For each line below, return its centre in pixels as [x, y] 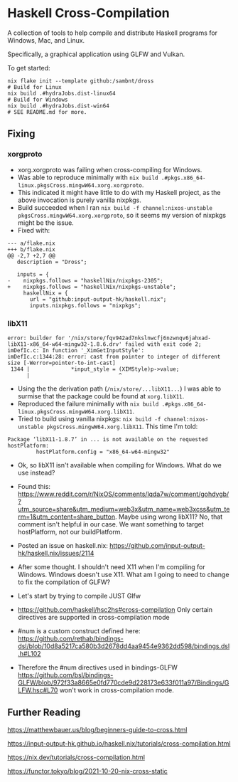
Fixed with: [34, 230]
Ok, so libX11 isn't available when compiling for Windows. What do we [119, 465]
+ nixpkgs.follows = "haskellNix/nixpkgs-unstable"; [92, 287]
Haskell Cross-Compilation [88, 13]
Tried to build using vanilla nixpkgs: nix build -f [89, 418]
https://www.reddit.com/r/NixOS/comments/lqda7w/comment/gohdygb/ [123, 494]
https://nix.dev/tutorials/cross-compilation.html [76, 757]
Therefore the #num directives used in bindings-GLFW [97, 667]
